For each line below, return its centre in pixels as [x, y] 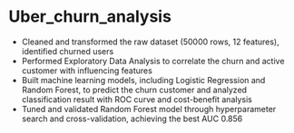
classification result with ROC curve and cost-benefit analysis [137, 99]
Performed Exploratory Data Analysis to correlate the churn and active [153, 61]
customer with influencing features [87, 71]
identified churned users [68, 51]
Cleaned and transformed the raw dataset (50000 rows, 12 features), [150, 42]
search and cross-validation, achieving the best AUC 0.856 [132, 119]
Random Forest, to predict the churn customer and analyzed [134, 90]
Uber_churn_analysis [90, 17]
